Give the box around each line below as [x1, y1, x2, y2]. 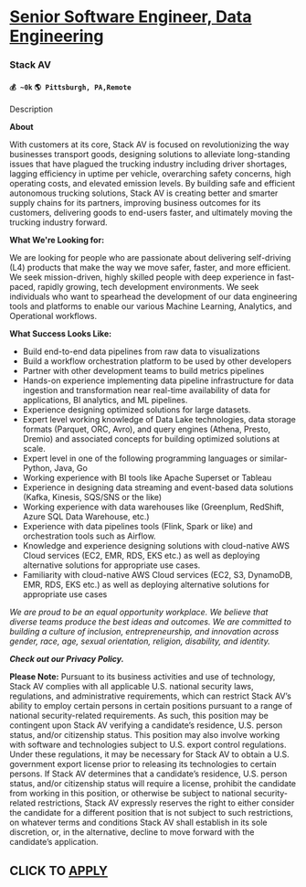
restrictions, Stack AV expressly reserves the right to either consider [37, 797, 295, 808]
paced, [9, 282, 37, 293]
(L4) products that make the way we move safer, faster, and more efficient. [9, 262, 290, 273]
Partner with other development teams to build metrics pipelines [22, 366, 265, 377]
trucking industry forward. [9, 217, 108, 228]
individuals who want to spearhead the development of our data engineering [9, 291, 298, 303]
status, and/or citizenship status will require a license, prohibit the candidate [9, 778, 297, 789]
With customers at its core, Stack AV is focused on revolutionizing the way [9, 139, 290, 150]
